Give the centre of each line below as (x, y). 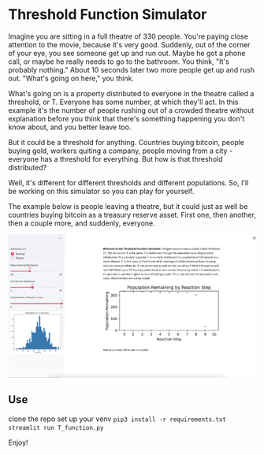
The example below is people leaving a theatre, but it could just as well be (128, 206)
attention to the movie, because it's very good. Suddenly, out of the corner (129, 44)
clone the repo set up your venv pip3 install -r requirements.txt (117, 419)
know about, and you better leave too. (70, 127)
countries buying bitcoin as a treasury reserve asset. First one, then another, (132, 214)
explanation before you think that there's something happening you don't (126, 118)
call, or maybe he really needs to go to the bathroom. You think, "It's (119, 62)
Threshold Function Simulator (108, 15)
